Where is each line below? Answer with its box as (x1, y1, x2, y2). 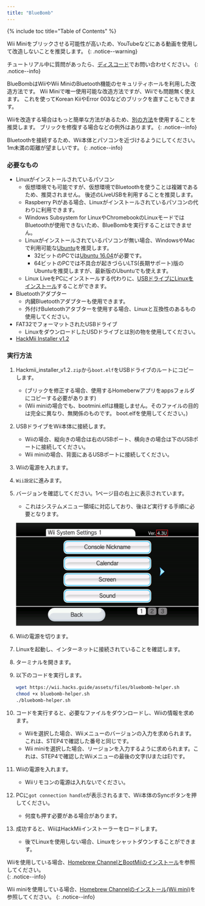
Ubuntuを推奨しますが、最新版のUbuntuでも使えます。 (33, 267, 172, 274)
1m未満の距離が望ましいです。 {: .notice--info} (7, 144, 123, 151)
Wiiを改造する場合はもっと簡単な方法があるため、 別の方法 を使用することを (7, 116, 196, 123)
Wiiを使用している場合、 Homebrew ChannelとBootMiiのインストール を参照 (7, 858, 195, 866)
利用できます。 (41, 206, 78, 213)
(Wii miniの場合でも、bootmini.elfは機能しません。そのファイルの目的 (24, 402, 199, 410)
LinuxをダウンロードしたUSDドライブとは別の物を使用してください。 (24, 328, 199, 335)
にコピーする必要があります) (24, 394, 97, 402)
